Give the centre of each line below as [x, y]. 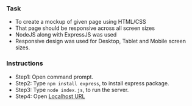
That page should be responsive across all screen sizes [85, 28]
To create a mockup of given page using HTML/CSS [80, 22]
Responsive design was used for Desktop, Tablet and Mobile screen [100, 41]
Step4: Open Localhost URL [50, 96]
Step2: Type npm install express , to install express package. [92, 83]
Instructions [25, 63]
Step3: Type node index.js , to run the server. [72, 90]
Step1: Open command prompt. [54, 77]
